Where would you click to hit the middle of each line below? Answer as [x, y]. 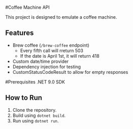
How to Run [24, 98]
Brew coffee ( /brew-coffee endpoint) [51, 45]
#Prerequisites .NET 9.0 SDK [35, 82]
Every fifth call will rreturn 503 [52, 51]
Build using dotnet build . [39, 115]
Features [19, 33]
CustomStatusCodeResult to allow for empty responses [70, 72]
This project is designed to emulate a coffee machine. [61, 17]
